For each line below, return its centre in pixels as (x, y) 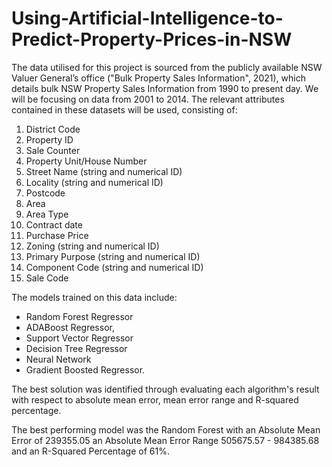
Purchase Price (57, 235)
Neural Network (58, 359)
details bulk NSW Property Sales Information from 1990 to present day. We (165, 88)
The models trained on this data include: (94, 297)
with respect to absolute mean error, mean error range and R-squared (155, 399)
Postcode (45, 193)
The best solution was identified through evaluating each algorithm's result (165, 389)
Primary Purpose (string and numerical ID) (113, 256)
